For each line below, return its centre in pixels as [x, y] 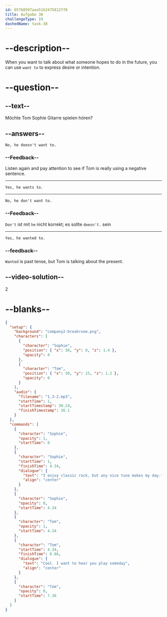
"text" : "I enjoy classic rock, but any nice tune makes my [86, 475]
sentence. [15, 174]
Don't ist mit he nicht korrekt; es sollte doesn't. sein [58, 224]
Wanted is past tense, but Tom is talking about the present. [64, 261]
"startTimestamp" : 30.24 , [45, 406]
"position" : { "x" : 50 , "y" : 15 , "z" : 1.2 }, [71, 374]
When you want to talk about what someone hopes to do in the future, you [81, 62]
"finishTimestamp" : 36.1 [44, 411]
